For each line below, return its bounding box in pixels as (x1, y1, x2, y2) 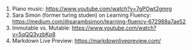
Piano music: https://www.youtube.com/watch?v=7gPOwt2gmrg (11, 5, 172, 12)
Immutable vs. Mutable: (11, 24, 71, 31)
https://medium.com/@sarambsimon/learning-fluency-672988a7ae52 (11, 18, 186, 25)
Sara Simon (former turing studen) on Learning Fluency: (11, 11, 152, 19)
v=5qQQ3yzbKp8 (11, 31, 56, 38)
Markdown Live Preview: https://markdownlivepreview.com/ (11, 37, 161, 44)
